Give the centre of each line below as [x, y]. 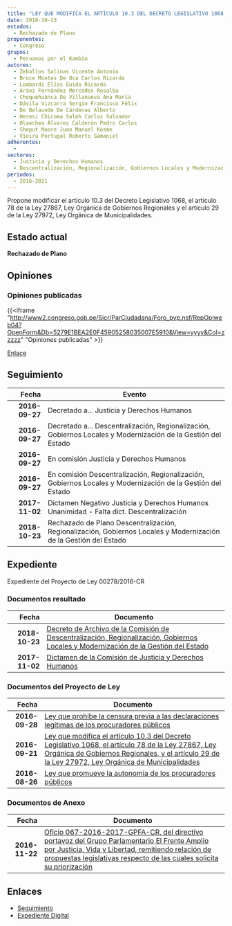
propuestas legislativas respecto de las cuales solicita [131, 858]
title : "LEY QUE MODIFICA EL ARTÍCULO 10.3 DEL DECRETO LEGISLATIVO [108, 13]
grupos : [18, 53]
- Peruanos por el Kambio [51, 59]
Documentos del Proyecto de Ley [64, 687]
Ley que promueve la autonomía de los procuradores [130, 774]
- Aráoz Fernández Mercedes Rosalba [66, 91]
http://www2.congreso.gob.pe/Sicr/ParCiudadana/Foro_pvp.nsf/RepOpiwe [116, 317]
